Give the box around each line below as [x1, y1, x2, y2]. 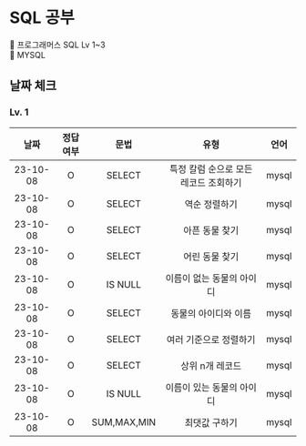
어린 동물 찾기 [183, 250, 240, 263]
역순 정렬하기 [184, 198, 239, 210]
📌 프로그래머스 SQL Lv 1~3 [9, 39, 107, 50]
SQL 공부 [9, 7, 76, 28]
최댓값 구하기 [184, 416, 239, 429]
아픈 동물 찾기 [183, 224, 240, 237]
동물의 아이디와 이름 [170, 307, 252, 319]
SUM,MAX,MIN [91, 415, 157, 428]
